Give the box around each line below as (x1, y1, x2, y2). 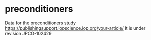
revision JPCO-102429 (5, 30, 52, 36)
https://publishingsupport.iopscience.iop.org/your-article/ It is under (5, 25, 146, 31)
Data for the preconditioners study (5, 20, 76, 26)
